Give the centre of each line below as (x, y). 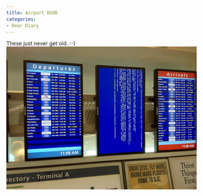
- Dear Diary (23, 25)
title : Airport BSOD (32, 13)
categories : (21, 19)
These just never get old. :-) (41, 44)
